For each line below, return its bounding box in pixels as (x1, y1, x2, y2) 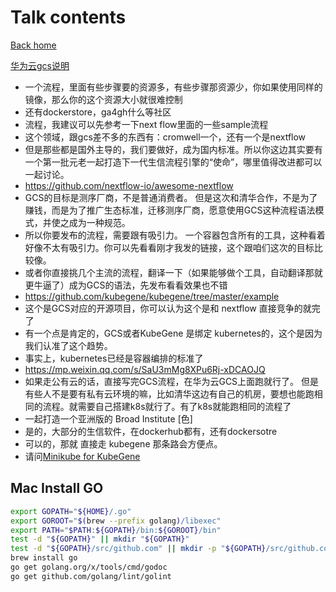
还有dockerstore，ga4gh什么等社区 (24, 106, 172, 118)
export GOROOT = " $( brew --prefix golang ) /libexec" (10, 516, 222, 526)
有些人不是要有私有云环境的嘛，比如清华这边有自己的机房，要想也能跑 (24, 387, 315, 400)
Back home (10, 39, 57, 51)
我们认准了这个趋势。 (24, 339, 113, 351)
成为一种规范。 (68, 216, 131, 228)
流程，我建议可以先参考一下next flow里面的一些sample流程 (24, 118, 269, 130)
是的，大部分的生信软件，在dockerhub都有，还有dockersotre (24, 425, 278, 437)
